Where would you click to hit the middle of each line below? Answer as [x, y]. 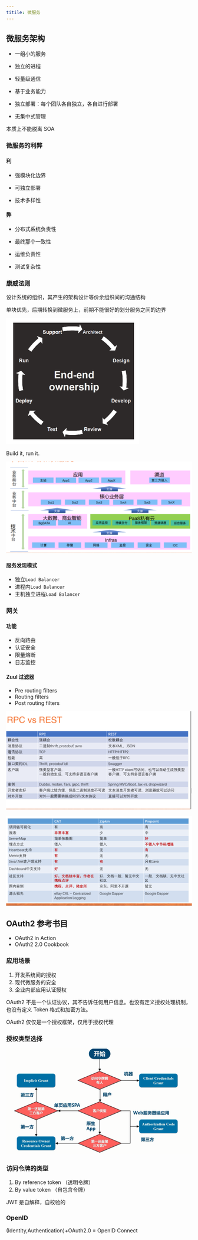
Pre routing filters [36, 690]
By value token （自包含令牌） [51, 1190]
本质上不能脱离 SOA [30, 129]
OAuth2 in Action [35, 938]
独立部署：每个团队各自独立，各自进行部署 [66, 104]
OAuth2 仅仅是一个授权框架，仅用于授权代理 [60, 1022]
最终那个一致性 [33, 241]
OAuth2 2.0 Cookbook [42, 944]
